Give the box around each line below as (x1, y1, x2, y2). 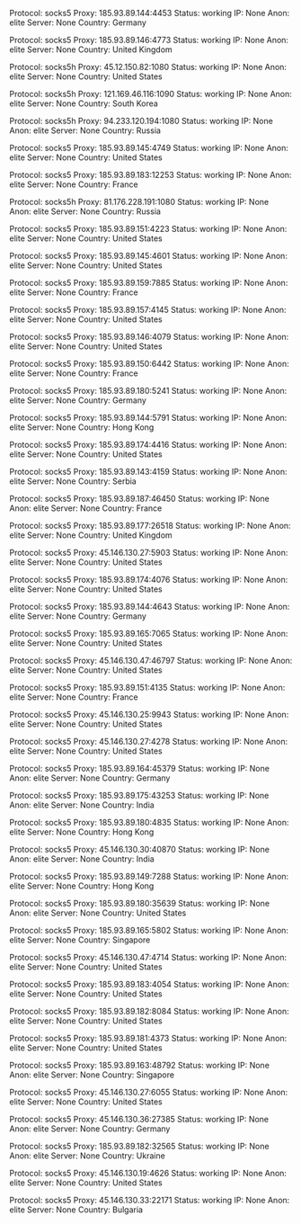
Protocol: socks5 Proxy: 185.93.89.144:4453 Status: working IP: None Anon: (9, 8, 290, 18)
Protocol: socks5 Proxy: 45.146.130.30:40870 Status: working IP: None (9, 844, 270, 854)
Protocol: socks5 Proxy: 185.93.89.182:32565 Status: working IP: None (9, 1141, 270, 1151)
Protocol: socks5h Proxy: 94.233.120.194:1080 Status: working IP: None (9, 116, 274, 126)
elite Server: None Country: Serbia (9, 476, 137, 487)
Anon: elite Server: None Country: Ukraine (9, 1150, 166, 1161)
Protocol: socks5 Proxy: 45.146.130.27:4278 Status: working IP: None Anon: (9, 737, 288, 746)
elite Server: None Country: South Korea (9, 98, 159, 109)
